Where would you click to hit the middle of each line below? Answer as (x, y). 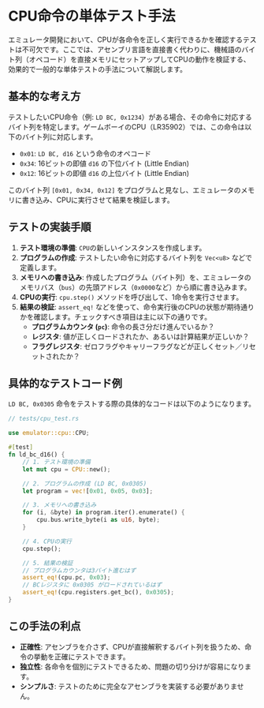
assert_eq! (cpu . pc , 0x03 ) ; (67, 578)
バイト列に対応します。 (59, 137)
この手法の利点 (45, 626)
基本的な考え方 (45, 97)
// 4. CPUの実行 (47, 541)
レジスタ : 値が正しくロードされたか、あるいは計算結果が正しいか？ (140, 336)
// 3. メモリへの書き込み (59, 505)
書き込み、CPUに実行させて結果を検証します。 (98, 200)
